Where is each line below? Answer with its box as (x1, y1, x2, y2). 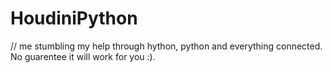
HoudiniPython (10, 7, 138, 30)
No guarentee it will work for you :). (10, 50, 156, 62)
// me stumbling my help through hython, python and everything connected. (10, 40, 323, 52)
